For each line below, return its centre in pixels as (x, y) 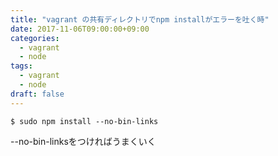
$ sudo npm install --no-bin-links (84, 121)
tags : (21, 66)
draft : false (37, 94)
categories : (35, 38)
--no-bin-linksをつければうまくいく (83, 141)
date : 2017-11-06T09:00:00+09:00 (80, 29)
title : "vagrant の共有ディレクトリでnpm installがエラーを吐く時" (140, 19)
